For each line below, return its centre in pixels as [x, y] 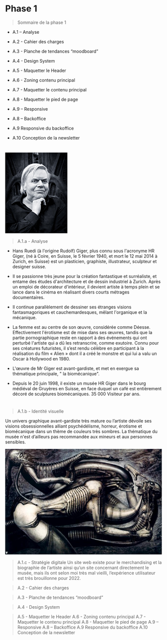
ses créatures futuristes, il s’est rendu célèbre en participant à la [78, 349]
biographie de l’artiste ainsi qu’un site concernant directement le [83, 568]
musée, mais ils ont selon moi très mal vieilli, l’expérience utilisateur [86, 573]
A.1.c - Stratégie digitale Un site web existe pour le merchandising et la [89, 562]
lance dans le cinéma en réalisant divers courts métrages [71, 292]
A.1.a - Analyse [33, 241]
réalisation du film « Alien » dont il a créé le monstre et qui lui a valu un [85, 354]
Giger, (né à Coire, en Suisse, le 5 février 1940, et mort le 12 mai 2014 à [85, 256]
